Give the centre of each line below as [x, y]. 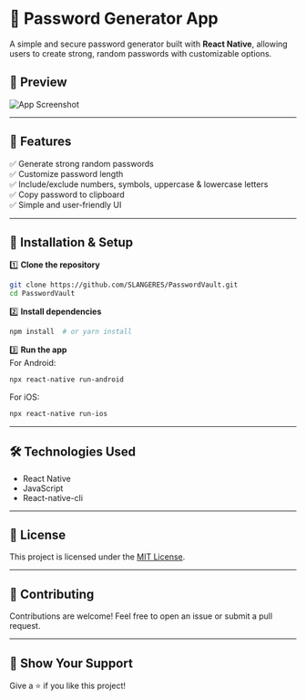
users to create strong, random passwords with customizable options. [141, 53]
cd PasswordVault [42, 294]
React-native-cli [53, 497]
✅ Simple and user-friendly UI [66, 204]
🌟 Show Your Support [71, 663]
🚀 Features [41, 142]
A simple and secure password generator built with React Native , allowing [149, 44]
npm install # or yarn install [71, 332]
